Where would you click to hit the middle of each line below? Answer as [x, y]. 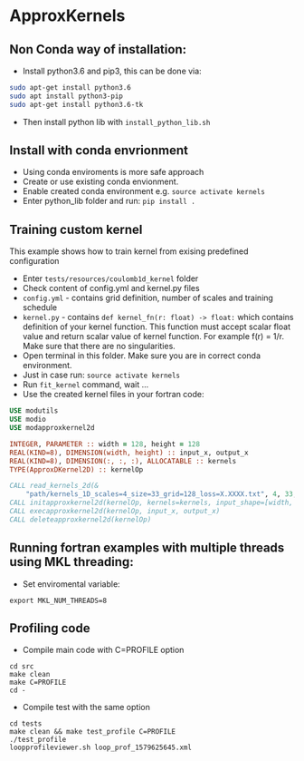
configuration [34, 261]
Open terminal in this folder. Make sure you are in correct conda [141, 356]
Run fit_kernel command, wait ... [85, 385]
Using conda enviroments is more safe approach [113, 172]
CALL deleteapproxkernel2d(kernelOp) [81, 519]
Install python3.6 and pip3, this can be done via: [112, 71]
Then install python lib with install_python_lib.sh [116, 122]
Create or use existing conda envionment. [100, 181]
